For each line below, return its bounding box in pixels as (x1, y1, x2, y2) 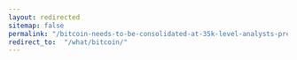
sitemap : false (8, 21, 65, 30)
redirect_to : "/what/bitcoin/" (8, 37, 128, 47)
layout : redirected (8, 12, 81, 22)
